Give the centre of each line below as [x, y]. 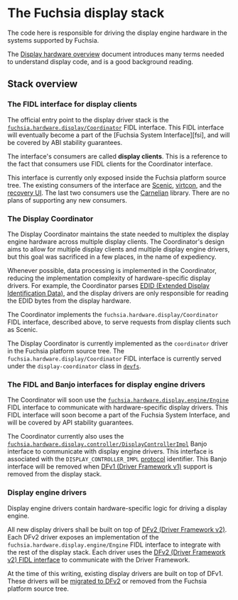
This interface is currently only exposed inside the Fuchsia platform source [117, 177]
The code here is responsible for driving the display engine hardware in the [117, 33]
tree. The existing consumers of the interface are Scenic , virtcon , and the [115, 185]
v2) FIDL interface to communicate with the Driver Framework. [99, 559]
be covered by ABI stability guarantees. [65, 142]
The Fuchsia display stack [86, 13]
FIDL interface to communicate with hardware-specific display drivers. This [118, 407]
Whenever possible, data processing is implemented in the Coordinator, [112, 270]
